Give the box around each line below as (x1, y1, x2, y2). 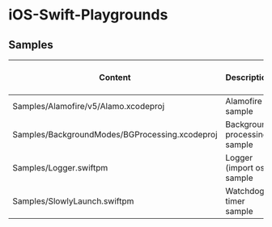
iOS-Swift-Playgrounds (8, 6, 168, 24)
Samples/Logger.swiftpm (12, 162, 108, 173)
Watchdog (225, 186, 265, 196)
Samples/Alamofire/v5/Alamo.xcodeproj (12, 101, 165, 111)
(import (225, 162, 253, 173)
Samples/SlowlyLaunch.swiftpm (12, 195, 134, 207)
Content (99, 72, 131, 82)
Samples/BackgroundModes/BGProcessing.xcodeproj (12, 129, 218, 140)
